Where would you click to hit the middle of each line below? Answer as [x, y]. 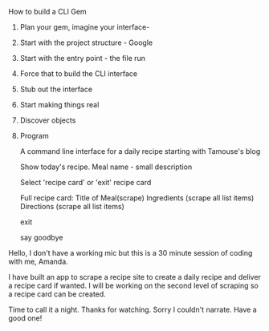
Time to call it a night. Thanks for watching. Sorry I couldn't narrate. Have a [132, 309]
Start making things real [59, 105]
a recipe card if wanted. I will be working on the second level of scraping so [133, 285]
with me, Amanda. [38, 261]
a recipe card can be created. [57, 294]
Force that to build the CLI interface [79, 74]
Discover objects [48, 120]
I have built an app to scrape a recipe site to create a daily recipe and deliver [134, 277]
